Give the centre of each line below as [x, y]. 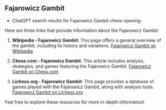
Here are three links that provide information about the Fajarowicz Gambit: [82, 30]
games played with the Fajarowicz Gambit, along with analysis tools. [83, 87]
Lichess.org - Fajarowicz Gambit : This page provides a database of [83, 81]
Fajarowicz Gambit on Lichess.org [47, 92]
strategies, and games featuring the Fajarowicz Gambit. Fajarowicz [81, 66]
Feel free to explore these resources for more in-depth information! [75, 102]
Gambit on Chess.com [35, 71]
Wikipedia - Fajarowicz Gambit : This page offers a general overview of [87, 40]
